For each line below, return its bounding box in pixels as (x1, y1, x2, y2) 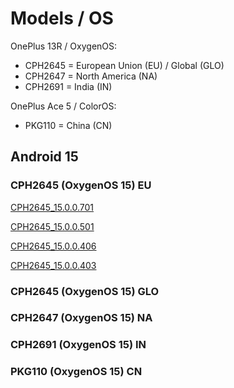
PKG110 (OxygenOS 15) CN (10, 365, 143, 379)
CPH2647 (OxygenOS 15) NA (10, 311, 153, 325)
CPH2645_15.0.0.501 (10, 220, 95, 232)
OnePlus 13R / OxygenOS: (10, 40, 118, 52)
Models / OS (10, 7, 114, 30)
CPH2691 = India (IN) (24, 80, 113, 92)
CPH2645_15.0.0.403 (10, 259, 97, 271)
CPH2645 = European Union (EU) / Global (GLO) (24, 59, 225, 71)
